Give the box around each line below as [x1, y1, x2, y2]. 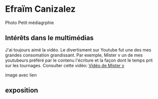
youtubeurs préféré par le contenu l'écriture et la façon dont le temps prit [5, 57, 153, 63]
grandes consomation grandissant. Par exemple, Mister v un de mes [5, 52, 143, 58]
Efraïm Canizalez [5, 3, 76, 15]
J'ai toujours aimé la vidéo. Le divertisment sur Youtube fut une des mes [5, 47, 152, 52]
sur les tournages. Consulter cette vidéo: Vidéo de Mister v [5, 62, 125, 68]
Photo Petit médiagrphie [5, 20, 54, 25]
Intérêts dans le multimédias [5, 34, 94, 42]
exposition [5, 86, 38, 95]
